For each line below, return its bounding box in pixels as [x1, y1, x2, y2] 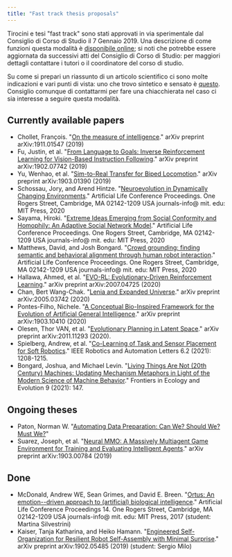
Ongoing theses [7, 404, 78, 415]
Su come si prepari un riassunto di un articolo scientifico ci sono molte [7, 72, 208, 81]
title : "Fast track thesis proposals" [7, 10, 119, 17]
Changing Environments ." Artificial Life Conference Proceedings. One [17, 192, 216, 200]
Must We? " [17, 430, 49, 438]
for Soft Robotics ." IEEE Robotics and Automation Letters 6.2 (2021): [17, 347, 211, 355]
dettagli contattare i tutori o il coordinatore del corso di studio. [7, 58, 184, 67]
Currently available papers [7, 115, 125, 126]
